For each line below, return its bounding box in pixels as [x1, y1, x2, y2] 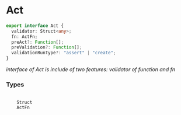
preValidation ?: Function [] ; [11, 44, 82, 50]
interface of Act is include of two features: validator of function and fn [6, 66, 176, 73]
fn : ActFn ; [11, 33, 38, 40]
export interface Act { [6, 23, 64, 29]
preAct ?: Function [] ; [11, 39, 64, 45]
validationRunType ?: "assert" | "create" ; [11, 50, 116, 56]
